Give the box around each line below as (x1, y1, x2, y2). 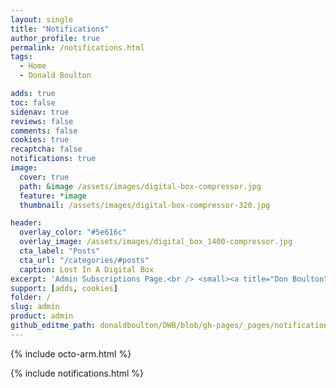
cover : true (19, 172, 70, 182)
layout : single (10, 14, 74, 25)
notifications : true (10, 154, 97, 164)
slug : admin (10, 302, 60, 312)
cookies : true (10, 135, 70, 145)
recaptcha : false (10, 144, 83, 155)
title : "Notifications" (10, 24, 110, 34)
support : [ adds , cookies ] (10, 283, 118, 293)
